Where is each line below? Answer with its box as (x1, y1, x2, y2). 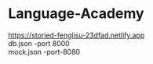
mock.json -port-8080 (8, 47, 81, 56)
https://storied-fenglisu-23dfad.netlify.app (8, 30, 145, 40)
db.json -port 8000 (8, 38, 71, 48)
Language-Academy (8, 5, 144, 23)
